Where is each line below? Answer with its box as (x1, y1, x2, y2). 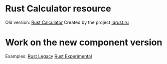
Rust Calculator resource (5, 3, 111, 14)
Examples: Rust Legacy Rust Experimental (5, 53, 92, 59)
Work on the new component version (5, 37, 162, 48)
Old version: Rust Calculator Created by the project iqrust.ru (5, 19, 129, 25)
